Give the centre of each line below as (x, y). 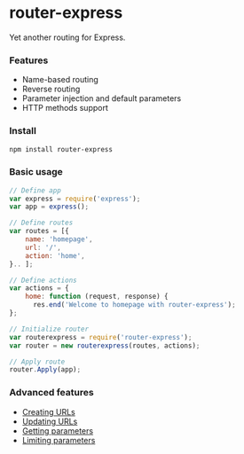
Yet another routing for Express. (67, 37)
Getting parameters (58, 431)
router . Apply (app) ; (45, 370)
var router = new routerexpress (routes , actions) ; (105, 345)
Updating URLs (50, 421)
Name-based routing (60, 80)
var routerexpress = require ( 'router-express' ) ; (101, 337)
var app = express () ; (49, 207)
